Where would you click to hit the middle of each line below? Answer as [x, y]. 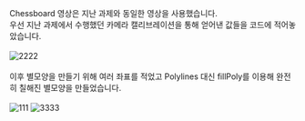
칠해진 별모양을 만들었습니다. [70, 88]
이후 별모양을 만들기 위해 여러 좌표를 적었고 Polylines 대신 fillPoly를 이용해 [142, 76]
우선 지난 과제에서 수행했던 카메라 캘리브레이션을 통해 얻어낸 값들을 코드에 [141, 25]
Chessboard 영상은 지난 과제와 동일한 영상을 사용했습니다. [114, 13]
